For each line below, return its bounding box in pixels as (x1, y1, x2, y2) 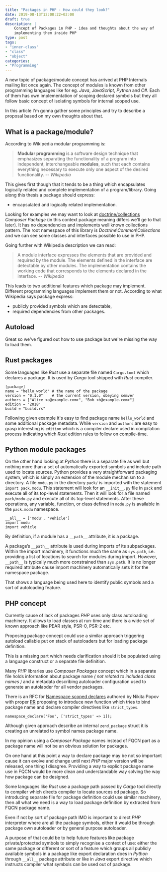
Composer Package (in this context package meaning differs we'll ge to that (5, 216, 161, 222)
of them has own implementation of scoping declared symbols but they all (5, 93, 157, 99)
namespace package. (5, 570, 50, 576)
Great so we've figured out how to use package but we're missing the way (5, 336, 158, 342)
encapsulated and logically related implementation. (12, 201, 117, 207)
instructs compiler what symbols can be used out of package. (5, 862, 132, 868)
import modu (5, 520, 30, 525)
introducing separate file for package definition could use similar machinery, (5, 794, 162, 800)
